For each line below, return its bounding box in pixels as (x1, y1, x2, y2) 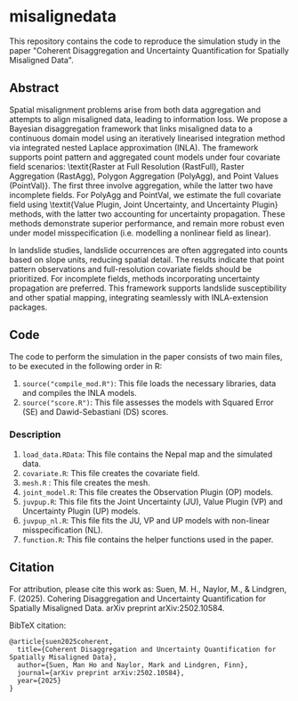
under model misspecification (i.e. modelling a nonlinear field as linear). (9, 227, 271, 238)
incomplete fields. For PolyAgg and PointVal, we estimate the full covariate (9, 189, 282, 200)
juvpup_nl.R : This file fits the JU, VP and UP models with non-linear (21, 515, 270, 525)
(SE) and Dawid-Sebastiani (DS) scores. (21, 406, 169, 416)
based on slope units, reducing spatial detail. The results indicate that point (9, 254, 285, 265)
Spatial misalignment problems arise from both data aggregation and (9, 104, 261, 115)
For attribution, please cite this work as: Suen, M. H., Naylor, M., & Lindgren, (9, 583, 287, 594)
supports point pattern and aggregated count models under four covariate (9, 152, 281, 162)
